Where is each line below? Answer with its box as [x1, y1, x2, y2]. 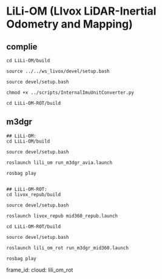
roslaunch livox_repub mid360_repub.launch [6, 213, 118, 219]
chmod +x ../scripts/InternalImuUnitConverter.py [6, 90, 135, 96]
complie [6, 41, 38, 52]
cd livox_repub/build [6, 191, 61, 197]
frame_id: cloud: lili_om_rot [6, 266, 73, 274]
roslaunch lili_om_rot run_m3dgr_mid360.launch [6, 245, 129, 251]
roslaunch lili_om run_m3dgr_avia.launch [6, 160, 113, 166]
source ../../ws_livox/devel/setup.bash [6, 68, 110, 74]
